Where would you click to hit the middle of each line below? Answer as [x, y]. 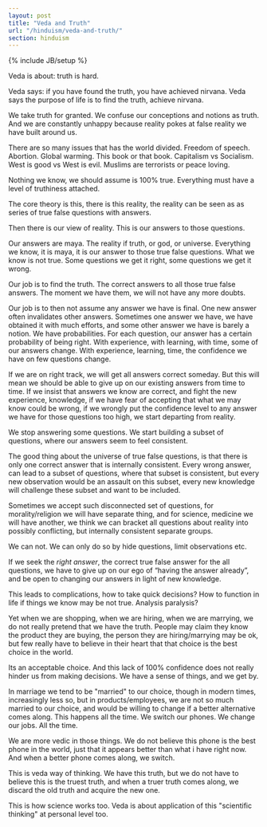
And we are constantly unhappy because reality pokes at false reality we [128, 124]
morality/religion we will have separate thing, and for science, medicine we [131, 514]
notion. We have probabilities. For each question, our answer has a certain [130, 334]
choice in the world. [41, 652]
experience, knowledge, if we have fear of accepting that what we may [125, 400]
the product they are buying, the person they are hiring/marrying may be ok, [133, 636]
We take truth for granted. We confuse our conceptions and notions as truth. [134, 116]
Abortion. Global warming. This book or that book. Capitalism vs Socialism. [131, 156]
